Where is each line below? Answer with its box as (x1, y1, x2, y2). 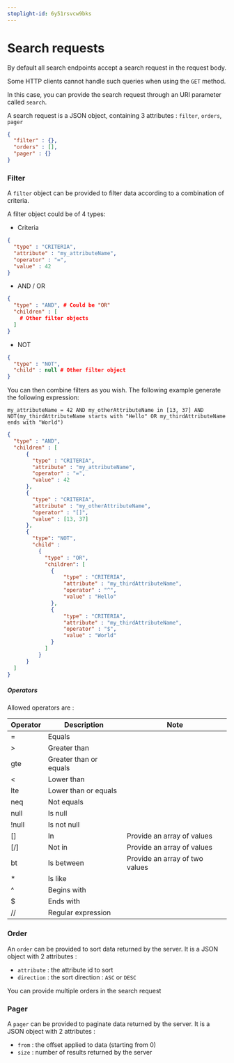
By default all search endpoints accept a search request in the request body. (7, 63, 227, 72)
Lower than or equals (47, 786, 117, 795)
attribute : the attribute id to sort (17, 965, 114, 974)
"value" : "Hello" (63, 593, 117, 600)
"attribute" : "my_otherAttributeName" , (32, 503, 151, 510)
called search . (7, 98, 47, 106)
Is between (47, 858, 85, 868)
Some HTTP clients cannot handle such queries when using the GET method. (7, 77, 226, 85)
